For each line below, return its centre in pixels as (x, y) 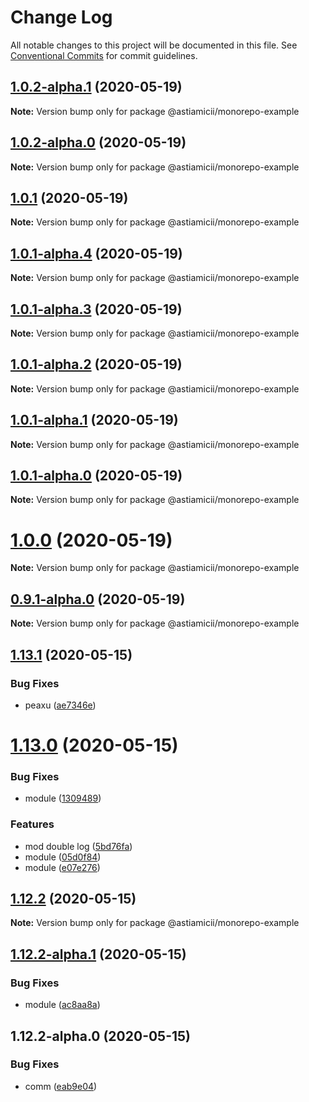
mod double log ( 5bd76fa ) (78, 846)
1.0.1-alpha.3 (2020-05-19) (96, 309)
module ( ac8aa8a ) (62, 1005)
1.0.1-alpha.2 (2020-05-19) (96, 364)
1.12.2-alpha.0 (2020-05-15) (101, 1036)
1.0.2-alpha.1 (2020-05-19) (96, 87)
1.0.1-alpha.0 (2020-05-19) (96, 476)
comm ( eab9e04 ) (61, 1086)
